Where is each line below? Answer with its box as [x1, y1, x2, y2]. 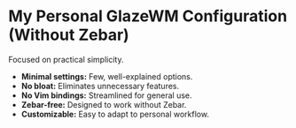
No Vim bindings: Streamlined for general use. [20, 90, 192, 101]
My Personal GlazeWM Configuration [8, 6, 288, 26]
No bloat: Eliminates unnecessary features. [20, 80, 180, 91]
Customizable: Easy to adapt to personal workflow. [20, 109, 210, 119]
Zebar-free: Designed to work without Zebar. [20, 99, 187, 109]
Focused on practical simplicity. [8, 54, 124, 64]
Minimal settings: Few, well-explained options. [20, 71, 193, 81]
